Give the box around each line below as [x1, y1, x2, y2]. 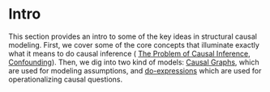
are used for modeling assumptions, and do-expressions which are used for [8, 65, 262, 75]
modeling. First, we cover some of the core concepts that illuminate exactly [8, 40, 259, 49]
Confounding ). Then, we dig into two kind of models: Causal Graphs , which [8, 57, 259, 67]
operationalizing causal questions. [8, 74, 123, 84]
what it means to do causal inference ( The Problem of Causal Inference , [8, 48, 251, 58]
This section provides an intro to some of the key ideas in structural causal [8, 31, 258, 41]
